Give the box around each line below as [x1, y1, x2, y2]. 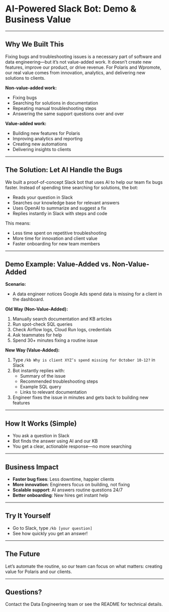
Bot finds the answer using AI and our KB [12, 438, 98, 444]
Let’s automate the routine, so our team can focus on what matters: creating [5, 563, 162, 569]
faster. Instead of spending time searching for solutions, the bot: [5, 184, 138, 190]
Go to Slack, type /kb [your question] [12, 525, 93, 531]
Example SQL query [20, 384, 61, 390]
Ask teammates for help [12, 332, 62, 338]
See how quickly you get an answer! [12, 530, 88, 536]
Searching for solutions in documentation [12, 99, 98, 106]
